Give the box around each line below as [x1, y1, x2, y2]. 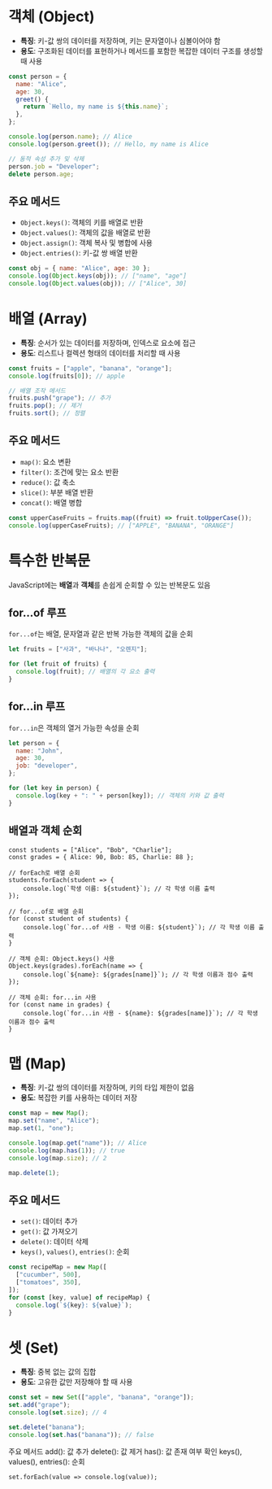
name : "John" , [15, 746, 63, 755]
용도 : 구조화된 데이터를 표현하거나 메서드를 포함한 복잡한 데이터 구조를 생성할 [19, 46, 264, 55]
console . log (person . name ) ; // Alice [8, 133, 132, 141]
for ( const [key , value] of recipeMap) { [8, 1293, 151, 1302]
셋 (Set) [8, 1338, 59, 1357]
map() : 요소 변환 [19, 456, 71, 466]
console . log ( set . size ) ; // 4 [8, 1408, 107, 1417]
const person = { [8, 72, 67, 81]
